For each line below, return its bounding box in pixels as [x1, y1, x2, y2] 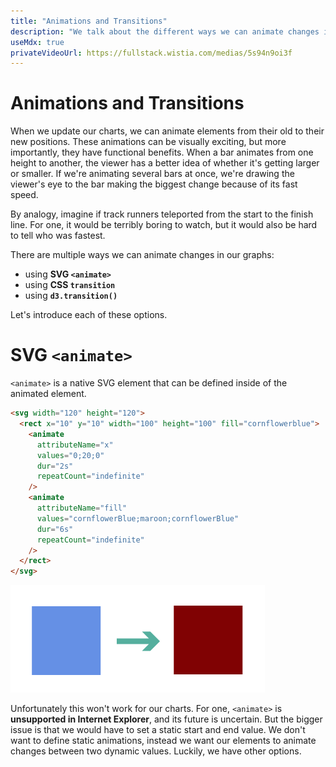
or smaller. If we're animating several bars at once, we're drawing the [10, 168, 295, 180]
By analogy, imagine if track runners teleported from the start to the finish [10, 208, 314, 220]
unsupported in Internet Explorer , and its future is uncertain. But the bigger [10, 713, 323, 725]
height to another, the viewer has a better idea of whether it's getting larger [10, 157, 320, 169]
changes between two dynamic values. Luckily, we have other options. [10, 745, 302, 757]
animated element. [10, 388, 87, 400]
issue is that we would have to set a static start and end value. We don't [10, 724, 306, 736]
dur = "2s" [36, 461, 74, 471]
